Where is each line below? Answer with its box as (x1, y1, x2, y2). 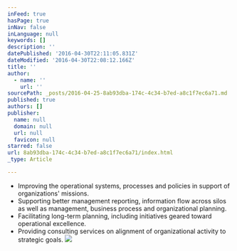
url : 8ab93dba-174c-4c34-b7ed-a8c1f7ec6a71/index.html (7, 149, 174, 156)
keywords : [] (7, 37, 46, 44)
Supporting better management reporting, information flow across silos (17, 196, 226, 205)
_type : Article (7, 156, 53, 164)
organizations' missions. (17, 189, 90, 198)
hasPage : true (7, 17, 50, 24)
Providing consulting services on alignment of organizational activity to (17, 227, 226, 235)
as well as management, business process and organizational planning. (17, 204, 227, 213)
